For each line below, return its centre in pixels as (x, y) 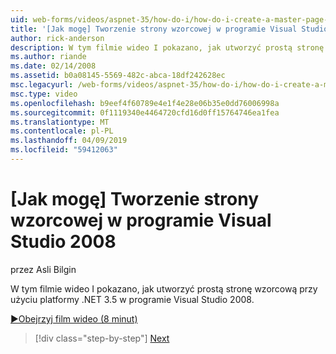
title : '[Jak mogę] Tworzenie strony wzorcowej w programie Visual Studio (169, 29)
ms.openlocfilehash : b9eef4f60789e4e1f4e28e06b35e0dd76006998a (145, 103)
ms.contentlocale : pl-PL (62, 131)
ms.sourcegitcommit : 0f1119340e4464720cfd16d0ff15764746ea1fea (145, 112)
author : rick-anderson (57, 38)
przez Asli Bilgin (43, 269)
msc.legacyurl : (42, 85)
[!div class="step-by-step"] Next (102, 338)
